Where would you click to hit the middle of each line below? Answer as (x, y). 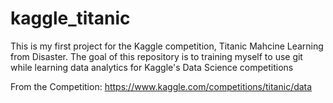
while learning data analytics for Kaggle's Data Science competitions (152, 67)
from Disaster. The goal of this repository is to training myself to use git (156, 56)
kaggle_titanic (70, 18)
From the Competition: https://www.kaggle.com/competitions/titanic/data (161, 86)
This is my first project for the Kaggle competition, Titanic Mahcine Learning (167, 46)
